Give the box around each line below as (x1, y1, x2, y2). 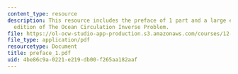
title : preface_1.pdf (7, 50, 72, 57)
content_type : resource (7, 10, 78, 18)
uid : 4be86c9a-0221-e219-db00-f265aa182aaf (7, 56, 138, 63)
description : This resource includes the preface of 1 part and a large (7, 17, 227, 24)
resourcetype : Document (7, 43, 78, 50)
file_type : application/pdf (7, 37, 91, 44)
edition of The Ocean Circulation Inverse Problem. (13, 23, 170, 30)
